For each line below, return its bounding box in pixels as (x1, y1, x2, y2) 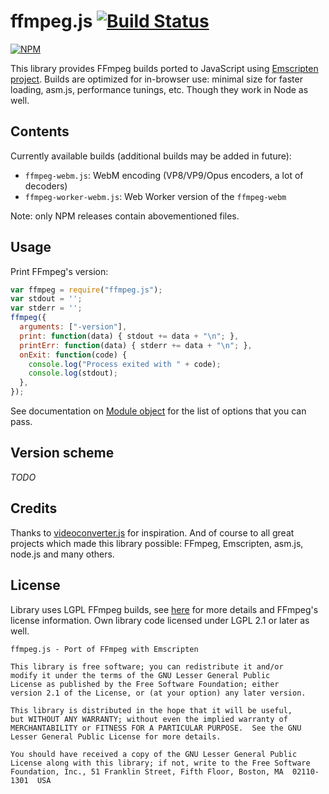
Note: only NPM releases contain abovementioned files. (10, 210, 240, 222)
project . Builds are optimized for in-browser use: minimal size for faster (10, 73, 303, 85)
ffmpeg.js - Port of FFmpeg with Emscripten (10, 644, 199, 654)
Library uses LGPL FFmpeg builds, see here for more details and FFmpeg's (10, 603, 319, 615)
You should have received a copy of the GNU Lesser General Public (10, 749, 298, 759)
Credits (10, 500, 58, 517)
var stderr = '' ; (10, 303, 83, 314)
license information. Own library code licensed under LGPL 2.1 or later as (10, 614, 310, 626)
